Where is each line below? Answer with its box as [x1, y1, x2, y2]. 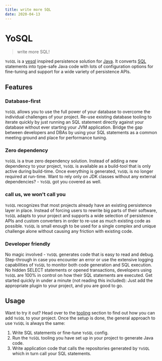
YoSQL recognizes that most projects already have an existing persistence [5, 202, 152, 208]
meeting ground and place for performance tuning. [5, 135, 107, 141]
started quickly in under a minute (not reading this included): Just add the [5, 277, 153, 284]
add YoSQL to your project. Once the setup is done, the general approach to [5, 315, 156, 321]
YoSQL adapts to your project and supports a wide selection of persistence [5, 212, 154, 218]
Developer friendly [5, 240, 50, 247]
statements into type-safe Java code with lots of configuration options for [5, 64, 154, 69]
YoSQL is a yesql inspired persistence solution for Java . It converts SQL [5, 58, 146, 64]
